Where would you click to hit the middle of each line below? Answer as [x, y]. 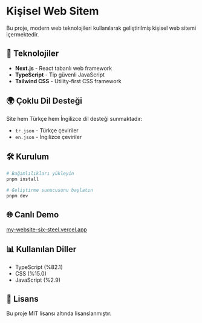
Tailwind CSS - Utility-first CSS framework [68, 81]
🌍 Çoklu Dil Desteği [44, 101]
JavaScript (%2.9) [38, 280]
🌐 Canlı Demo [33, 215]
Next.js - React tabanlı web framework [64, 68]
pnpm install [23, 179]
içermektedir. [23, 34]
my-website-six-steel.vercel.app [47, 229]
